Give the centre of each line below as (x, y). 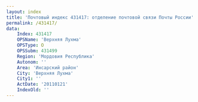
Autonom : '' (32, 62)
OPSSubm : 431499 (37, 51)
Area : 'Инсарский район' (48, 67)
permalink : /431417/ (32, 23)
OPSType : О (31, 46)
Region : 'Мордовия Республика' (56, 56)
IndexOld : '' (33, 90)
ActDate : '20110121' (42, 85)
